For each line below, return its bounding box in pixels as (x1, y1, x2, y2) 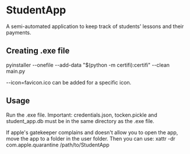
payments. (6, 29, 31, 36)
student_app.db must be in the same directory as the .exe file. (6, 117, 154, 124)
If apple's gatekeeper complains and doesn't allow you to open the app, (6, 129, 178, 136)
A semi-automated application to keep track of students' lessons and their (6, 23, 184, 30)
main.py (6, 68, 25, 75)
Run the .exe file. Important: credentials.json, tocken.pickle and (6, 111, 157, 118)
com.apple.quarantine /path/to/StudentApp (6, 141, 110, 148)
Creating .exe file (6, 46, 70, 56)
